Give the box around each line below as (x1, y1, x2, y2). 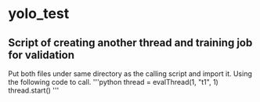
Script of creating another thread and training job (8, 36, 253, 49)
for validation (8, 48, 75, 61)
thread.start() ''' (8, 86, 60, 95)
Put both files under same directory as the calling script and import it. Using (8, 69, 253, 78)
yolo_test (8, 5, 70, 23)
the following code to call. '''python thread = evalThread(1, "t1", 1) (8, 78, 219, 86)
